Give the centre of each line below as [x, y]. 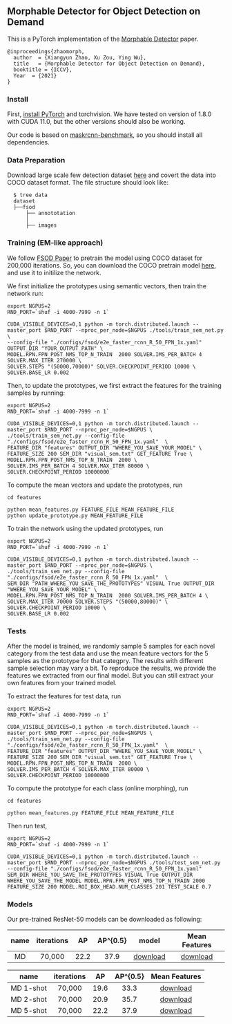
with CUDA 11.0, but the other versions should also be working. [96, 122]
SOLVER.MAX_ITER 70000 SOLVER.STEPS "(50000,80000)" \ [88, 602]
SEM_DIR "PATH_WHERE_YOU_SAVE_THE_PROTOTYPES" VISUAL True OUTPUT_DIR [111, 584]
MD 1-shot [29, 988]
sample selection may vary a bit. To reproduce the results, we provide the [112, 668]
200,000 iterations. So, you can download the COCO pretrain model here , [112, 265]
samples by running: [36, 393]
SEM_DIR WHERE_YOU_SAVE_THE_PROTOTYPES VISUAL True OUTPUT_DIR [100, 875]
